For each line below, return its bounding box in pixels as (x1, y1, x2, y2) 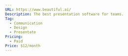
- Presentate (9, 30, 36, 35)
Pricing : (5, 35, 23, 39)
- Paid (9, 39, 23, 44)
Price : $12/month (5, 43, 41, 48)
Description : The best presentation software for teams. (5, 12, 124, 17)
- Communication (9, 20, 43, 26)
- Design (9, 25, 27, 30)
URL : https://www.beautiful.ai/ (5, 7, 71, 12)
